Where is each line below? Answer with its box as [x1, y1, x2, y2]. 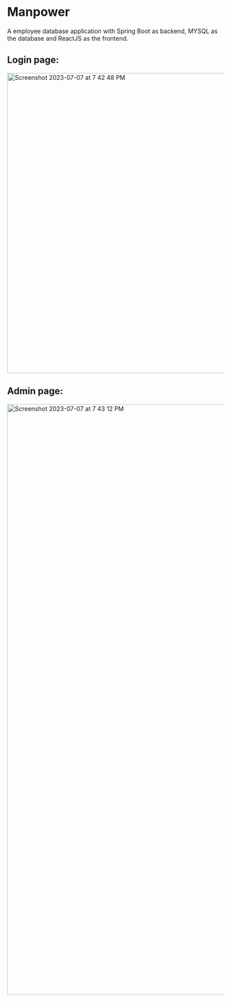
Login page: [7, 54, 60, 66]
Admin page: [7, 385, 63, 397]
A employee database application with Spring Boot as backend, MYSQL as [7, 27, 218, 35]
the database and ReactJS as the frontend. [7, 34, 129, 42]
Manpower [7, 4, 70, 20]
